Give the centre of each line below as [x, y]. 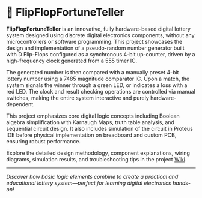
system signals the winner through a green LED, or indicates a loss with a [97, 85]
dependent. [20, 104]
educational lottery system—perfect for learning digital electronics [89, 183]
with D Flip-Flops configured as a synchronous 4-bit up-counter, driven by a [101, 54]
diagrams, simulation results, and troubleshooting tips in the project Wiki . [96, 159]
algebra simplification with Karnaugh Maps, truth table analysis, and [90, 122]
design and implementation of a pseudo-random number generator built [95, 48]
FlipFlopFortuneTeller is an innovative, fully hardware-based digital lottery [99, 29]
